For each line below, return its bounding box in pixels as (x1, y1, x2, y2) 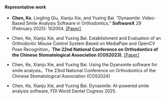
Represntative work (4, 4, 46, 10)
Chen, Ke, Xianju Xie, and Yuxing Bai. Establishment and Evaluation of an (11, 35, 161, 41)
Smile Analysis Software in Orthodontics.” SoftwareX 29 (26, 20, 142, 26)
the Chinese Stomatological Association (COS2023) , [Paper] (11, 52, 140, 58)
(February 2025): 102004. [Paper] (11, 25, 82, 32)
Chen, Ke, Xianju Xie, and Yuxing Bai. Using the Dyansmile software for (11, 62, 158, 68)
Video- (142, 15, 156, 21)
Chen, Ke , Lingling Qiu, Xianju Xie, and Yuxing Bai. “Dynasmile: (11, 15, 141, 21)
